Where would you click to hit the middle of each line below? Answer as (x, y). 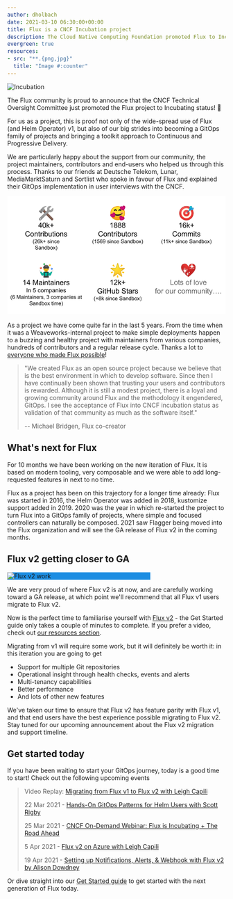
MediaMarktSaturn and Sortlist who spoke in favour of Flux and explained (112, 179)
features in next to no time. (76, 479)
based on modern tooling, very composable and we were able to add (106, 472)
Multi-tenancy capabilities (54, 681)
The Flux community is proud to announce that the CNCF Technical (103, 100)
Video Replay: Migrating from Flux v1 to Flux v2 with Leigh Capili (116, 791)
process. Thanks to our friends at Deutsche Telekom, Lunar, (93, 171)
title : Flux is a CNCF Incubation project (69, 29)
